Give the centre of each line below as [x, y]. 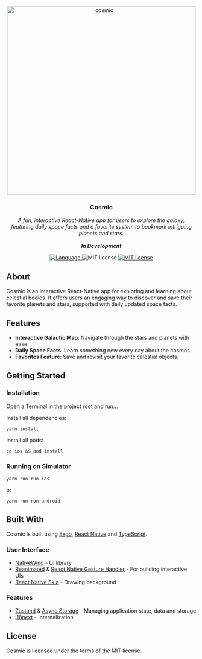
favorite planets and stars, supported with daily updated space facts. [92, 304]
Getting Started [36, 376]
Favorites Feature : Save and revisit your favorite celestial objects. [97, 357]
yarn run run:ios [28, 479]
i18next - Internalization [44, 617]
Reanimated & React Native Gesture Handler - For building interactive [101, 569]
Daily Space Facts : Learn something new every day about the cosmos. [103, 350]
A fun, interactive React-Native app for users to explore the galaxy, [101, 220]
